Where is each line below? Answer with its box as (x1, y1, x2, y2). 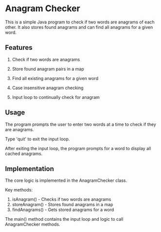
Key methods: (5, 187, 33, 193)
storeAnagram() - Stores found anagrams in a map (12, 202, 113, 208)
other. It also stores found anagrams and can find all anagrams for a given (5, 24, 153, 30)
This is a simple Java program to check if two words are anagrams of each (5, 19, 155, 25)
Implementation (5, 164, 54, 173)
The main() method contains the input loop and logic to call (5, 216, 124, 222)
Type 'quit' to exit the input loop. (5, 136, 70, 142)
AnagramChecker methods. (5, 221, 60, 227)
